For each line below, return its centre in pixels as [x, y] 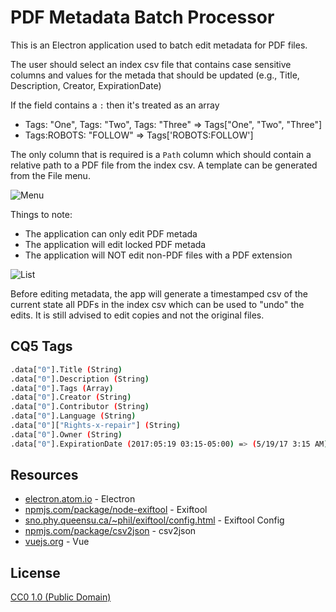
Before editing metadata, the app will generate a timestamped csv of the [159, 293]
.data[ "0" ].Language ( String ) [73, 416]
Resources [44, 475]
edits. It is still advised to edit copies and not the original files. [137, 315]
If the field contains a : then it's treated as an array [115, 105]
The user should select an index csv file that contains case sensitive [151, 64]
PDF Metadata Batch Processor [142, 17]
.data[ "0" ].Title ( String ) [66, 369]
